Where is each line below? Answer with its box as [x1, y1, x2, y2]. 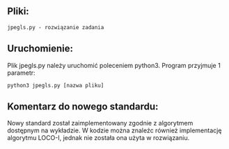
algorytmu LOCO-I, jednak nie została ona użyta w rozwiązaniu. [7, 134, 190, 142]
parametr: [7, 69, 36, 77]
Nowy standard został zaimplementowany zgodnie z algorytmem [7, 119, 194, 128]
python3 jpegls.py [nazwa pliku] [7, 82, 104, 89]
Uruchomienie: [7, 43, 73, 55]
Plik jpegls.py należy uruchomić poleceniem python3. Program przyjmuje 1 [7, 61, 221, 69]
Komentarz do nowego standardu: [7, 100, 159, 113]
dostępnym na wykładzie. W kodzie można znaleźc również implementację [7, 126, 222, 134]
